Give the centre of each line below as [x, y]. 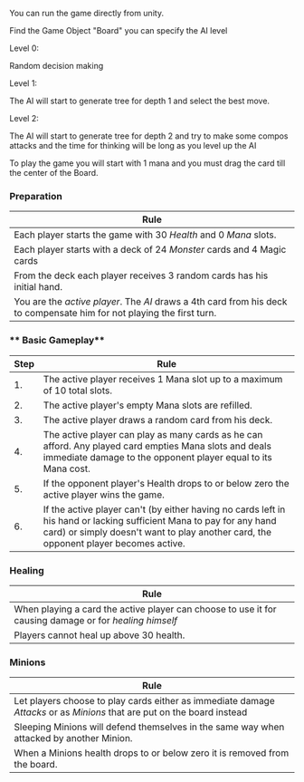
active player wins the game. [104, 495]
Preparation [36, 196]
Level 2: [24, 118]
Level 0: [24, 48]
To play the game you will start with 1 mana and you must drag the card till [147, 163]
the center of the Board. [54, 173]
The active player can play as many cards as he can [153, 434]
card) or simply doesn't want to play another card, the [157, 532]
